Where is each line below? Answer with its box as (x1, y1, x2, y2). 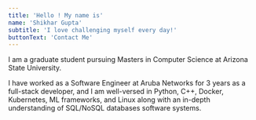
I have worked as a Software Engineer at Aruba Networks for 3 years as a (8, 78, 246, 88)
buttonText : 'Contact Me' (8, 33, 93, 42)
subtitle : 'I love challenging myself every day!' (8, 26, 177, 34)
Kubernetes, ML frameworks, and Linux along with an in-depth (8, 95, 210, 104)
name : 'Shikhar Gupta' (8, 19, 82, 27)
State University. (8, 64, 62, 73)
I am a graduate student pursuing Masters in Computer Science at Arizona (8, 55, 249, 64)
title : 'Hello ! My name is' (8, 11, 104, 20)
